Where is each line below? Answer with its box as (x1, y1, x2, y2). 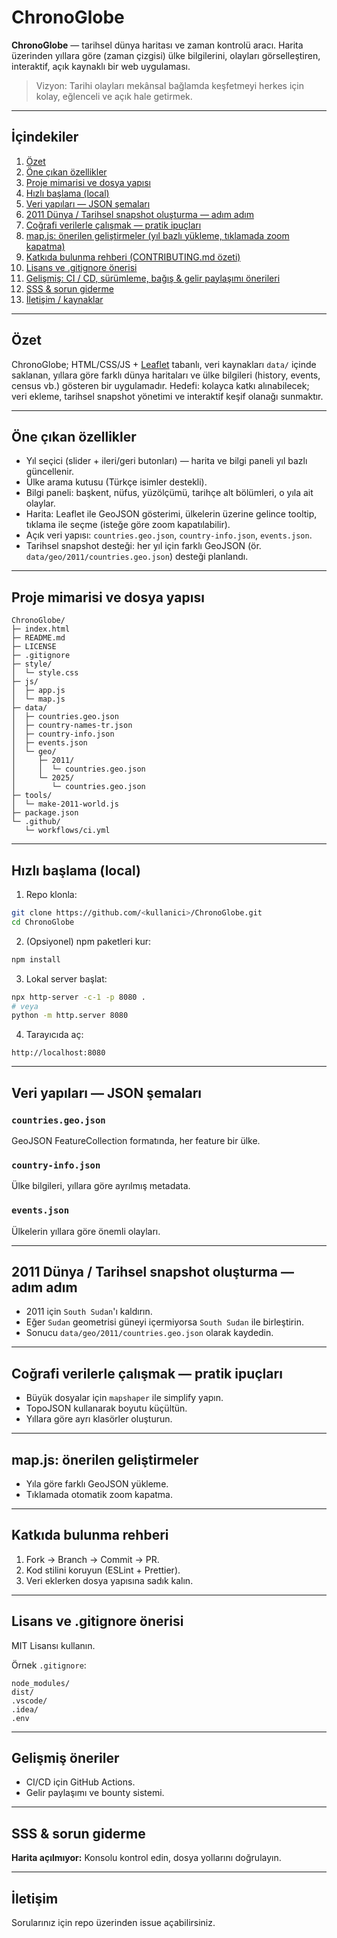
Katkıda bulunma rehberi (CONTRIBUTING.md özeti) (25, 251, 241, 263)
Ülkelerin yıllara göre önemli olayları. (11, 1225, 161, 1237)
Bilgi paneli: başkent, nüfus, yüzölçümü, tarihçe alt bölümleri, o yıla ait (25, 487, 314, 499)
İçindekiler (11, 129, 79, 146)
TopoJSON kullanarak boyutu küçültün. (25, 1402, 188, 1415)
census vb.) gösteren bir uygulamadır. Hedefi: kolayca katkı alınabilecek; (11, 379, 310, 391)
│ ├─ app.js (11, 686, 66, 696)
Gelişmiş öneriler (11, 1749, 120, 1766)
